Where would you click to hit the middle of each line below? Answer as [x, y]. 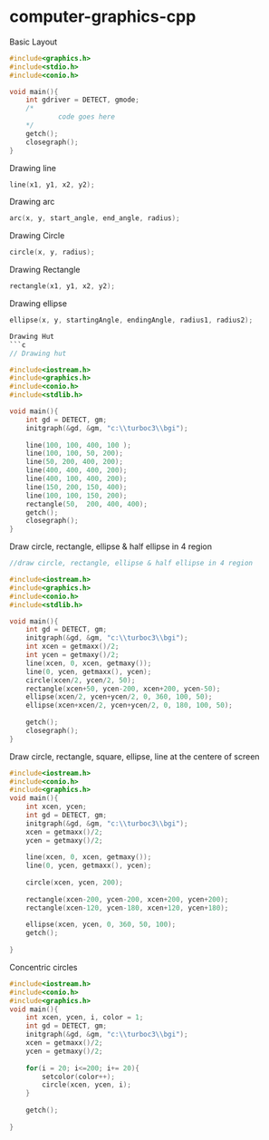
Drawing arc [32, 202]
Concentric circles [44, 967]
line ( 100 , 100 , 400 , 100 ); [78, 445]
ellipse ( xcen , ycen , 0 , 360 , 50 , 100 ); [101, 925]
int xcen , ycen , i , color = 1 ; [85, 1018]
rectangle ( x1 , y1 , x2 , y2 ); [62, 286]
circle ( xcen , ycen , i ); [86, 1085]
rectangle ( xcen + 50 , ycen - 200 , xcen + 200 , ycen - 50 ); [123, 689]
